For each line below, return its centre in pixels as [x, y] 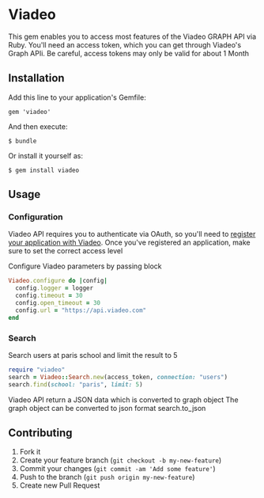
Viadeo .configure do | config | [58, 281]
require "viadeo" [37, 370]
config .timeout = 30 [49, 296]
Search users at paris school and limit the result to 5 [93, 355]
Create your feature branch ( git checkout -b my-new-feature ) [121, 460]
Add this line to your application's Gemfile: [77, 97]
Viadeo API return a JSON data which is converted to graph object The [123, 399]
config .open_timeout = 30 [58, 303]
